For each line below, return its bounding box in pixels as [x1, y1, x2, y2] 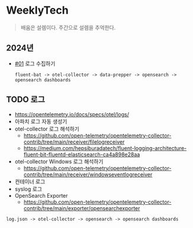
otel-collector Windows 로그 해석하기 [14, 158, 104, 165]
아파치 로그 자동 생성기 [14, 118, 67, 125]
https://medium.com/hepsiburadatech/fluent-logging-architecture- [23, 144, 187, 151]
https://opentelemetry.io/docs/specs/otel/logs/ [14, 110, 129, 118]
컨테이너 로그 [14, 178, 46, 185]
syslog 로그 [14, 185, 43, 192]
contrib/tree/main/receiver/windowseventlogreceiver [23, 170, 153, 178]
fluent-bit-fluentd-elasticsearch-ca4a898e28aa [23, 151, 140, 158]
